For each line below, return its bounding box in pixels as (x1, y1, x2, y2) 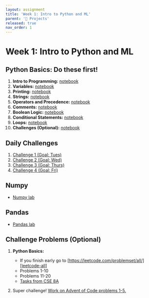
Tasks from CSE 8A (19, 278, 59, 284)
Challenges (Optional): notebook (12, 125, 80, 131)
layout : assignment (5, 7, 45, 12)
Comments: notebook (12, 104, 57, 110)
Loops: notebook (12, 120, 48, 125)
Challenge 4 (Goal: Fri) (12, 167, 58, 173)
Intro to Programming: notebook (12, 78, 79, 84)
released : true (5, 20, 37, 26)
